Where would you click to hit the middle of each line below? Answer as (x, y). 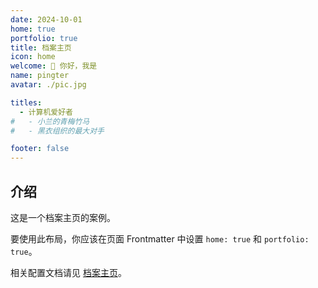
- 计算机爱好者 (46, 112)
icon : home (33, 57)
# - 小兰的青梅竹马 (50, 121)
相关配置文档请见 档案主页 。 (68, 272)
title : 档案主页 (41, 47)
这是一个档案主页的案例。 (63, 217)
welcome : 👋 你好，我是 (54, 66)
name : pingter (40, 76)
